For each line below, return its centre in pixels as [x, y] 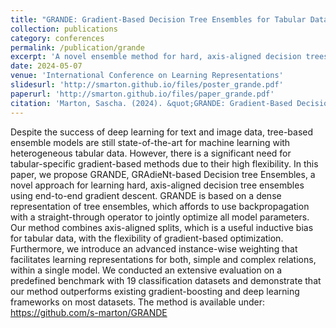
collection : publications [64, 29]
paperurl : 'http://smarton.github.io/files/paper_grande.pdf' [142, 94]
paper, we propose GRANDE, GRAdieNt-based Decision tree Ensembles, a [163, 174]
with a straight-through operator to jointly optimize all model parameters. [160, 217]
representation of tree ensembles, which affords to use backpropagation [160, 206]
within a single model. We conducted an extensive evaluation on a [146, 270]
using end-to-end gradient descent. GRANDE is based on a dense [146, 195]
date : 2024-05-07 [46, 66]
